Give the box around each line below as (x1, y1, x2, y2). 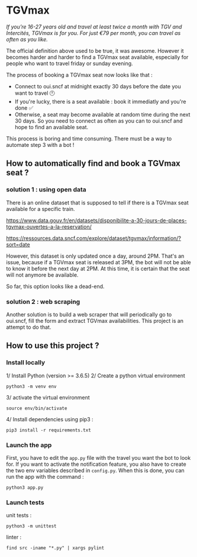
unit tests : (6, 512, 32, 519)
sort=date (6, 241, 31, 248)
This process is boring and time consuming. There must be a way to (6, 135, 172, 142)
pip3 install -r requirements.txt (6, 427, 92, 433)
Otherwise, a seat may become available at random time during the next (14, 111, 190, 118)
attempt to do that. (6, 324, 51, 331)
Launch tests (6, 498, 44, 507)
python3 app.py (6, 484, 44, 491)
